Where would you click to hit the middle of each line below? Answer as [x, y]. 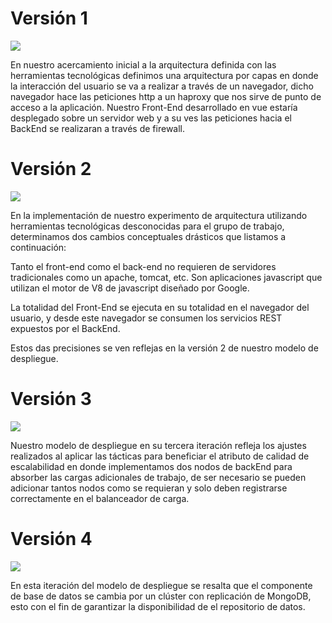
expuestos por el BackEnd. [65, 328]
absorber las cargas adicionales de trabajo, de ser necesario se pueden [158, 477]
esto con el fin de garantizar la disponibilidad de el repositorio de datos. [158, 606]
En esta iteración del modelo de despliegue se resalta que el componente [161, 585]
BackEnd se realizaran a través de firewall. [98, 128]
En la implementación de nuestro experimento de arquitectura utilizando [159, 215]
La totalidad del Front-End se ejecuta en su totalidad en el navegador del [160, 307]
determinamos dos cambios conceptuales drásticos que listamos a [148, 236]
